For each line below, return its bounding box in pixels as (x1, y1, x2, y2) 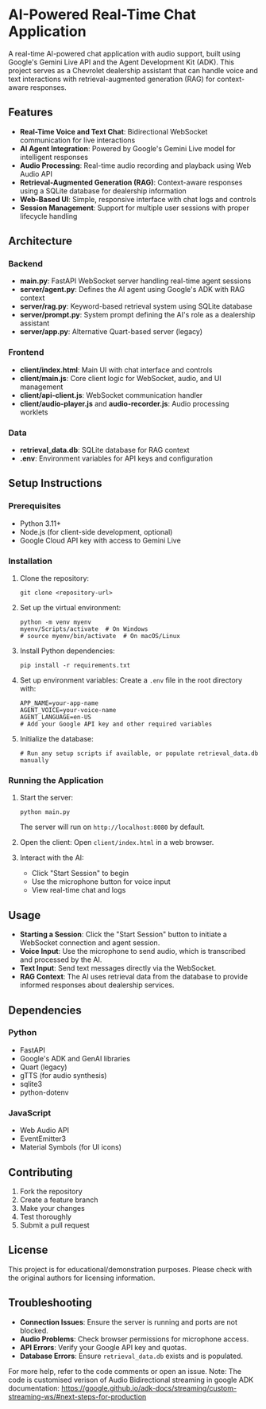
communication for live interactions (19, 135, 136, 145)
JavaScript (8, 1107, 52, 1119)
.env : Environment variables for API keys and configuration (19, 453, 213, 463)
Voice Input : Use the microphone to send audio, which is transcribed (19, 947, 246, 956)
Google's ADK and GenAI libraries (19, 1053, 131, 1063)
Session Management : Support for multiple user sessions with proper (19, 203, 250, 212)
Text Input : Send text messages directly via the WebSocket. (19, 963, 217, 973)
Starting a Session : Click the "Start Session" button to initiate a (19, 929, 228, 940)
